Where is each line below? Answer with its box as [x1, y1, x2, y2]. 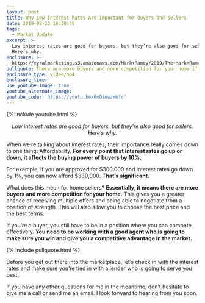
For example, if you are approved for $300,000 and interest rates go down [6, 165, 193, 173]
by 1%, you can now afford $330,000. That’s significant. [6, 172, 150, 179]
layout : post [6, 9, 40, 15]
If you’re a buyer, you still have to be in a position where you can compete [6, 221, 192, 229]
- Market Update [12, 32, 53, 38]
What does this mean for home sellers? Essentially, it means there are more [6, 184, 199, 191]
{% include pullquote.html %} [6, 246, 81, 254]
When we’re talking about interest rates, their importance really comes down [6, 141, 198, 148]
